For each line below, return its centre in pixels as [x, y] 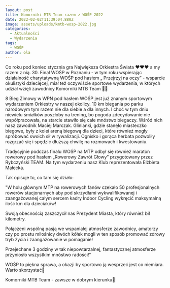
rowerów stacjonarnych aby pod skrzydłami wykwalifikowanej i [71, 193]
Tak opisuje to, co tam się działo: [40, 177]
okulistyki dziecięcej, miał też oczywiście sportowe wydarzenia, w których [83, 83]
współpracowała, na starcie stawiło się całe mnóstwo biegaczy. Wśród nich [84, 120]
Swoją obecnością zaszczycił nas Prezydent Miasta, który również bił [78, 213]
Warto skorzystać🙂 [25, 270]
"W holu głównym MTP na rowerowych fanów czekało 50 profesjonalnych [82, 187]
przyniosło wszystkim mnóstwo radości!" [48, 254]
